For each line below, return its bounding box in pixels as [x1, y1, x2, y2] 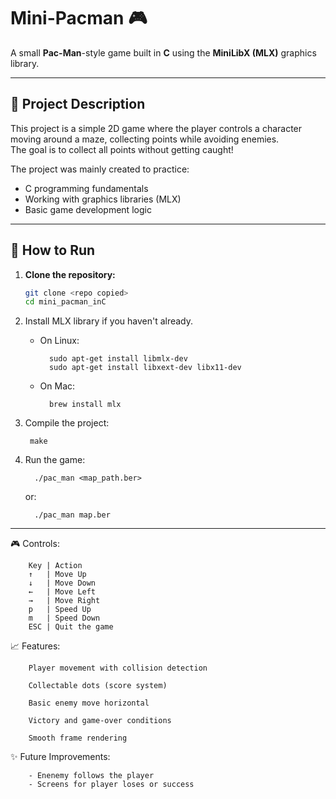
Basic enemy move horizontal [28, 698, 150, 709]
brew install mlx [48, 400, 122, 410]
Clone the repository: [24, 268, 116, 280]
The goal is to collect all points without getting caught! [10, 143, 234, 155]
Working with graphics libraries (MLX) [24, 193, 182, 205]
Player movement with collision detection [28, 663, 208, 674]
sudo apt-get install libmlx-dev [48, 354, 188, 364]
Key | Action [28, 561, 83, 571]
